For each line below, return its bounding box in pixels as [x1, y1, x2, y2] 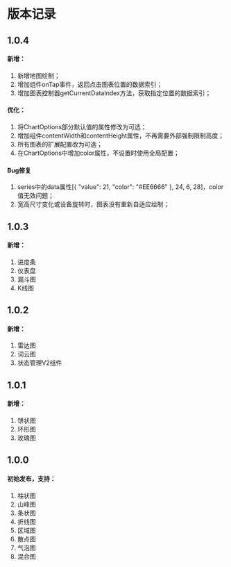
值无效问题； [17, 192, 54, 200]
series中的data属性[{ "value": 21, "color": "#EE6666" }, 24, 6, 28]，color [17, 183, 224, 191]
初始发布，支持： [7, 474, 56, 483]
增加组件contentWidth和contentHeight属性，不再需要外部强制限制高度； [17, 131, 225, 140]
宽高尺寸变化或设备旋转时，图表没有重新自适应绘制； [17, 200, 170, 208]
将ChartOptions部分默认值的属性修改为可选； [17, 122, 147, 131]
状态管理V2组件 [17, 359, 62, 367]
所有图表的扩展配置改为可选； [17, 140, 103, 148]
